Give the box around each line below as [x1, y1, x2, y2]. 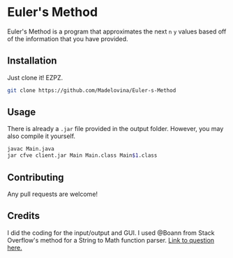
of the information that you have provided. [7, 34, 128, 43]
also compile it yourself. [7, 132, 75, 140]
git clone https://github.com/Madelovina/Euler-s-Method [7, 86, 176, 94]
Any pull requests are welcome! [7, 190, 98, 198]
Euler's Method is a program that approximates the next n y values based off [7, 27, 227, 36]
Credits [7, 210, 40, 222]
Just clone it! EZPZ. [7, 73, 63, 82]
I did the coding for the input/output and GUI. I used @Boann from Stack [7, 228, 215, 237]
